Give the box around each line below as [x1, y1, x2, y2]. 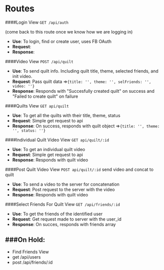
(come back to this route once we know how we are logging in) [5, 29, 133, 35]
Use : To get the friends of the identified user [12, 211, 103, 217]
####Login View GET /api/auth [5, 19, 69, 25]
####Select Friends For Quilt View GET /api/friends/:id [5, 201, 121, 207]
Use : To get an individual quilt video [12, 146, 85, 152]
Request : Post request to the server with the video [12, 186, 115, 193]
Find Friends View [12, 249, 49, 255]
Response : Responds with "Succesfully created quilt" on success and [12, 88, 155, 94]
